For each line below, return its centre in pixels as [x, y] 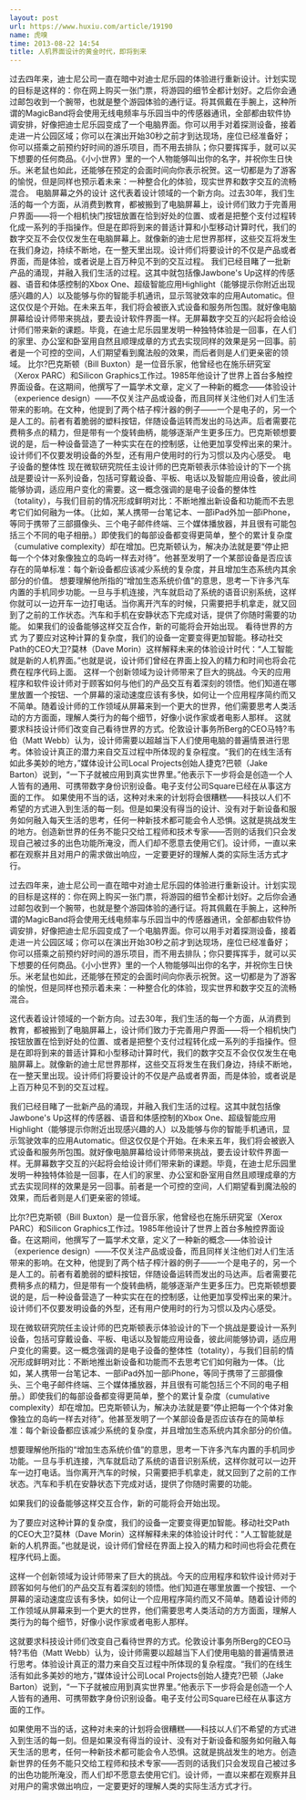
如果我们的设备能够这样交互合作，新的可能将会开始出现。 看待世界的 [156, 627]
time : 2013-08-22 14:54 [55, 43]
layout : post [34, 18]
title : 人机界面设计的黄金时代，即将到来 [78, 52]
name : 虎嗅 [29, 35]
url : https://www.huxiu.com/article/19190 [91, 26]
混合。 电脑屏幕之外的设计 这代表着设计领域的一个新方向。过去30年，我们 [148, 193]
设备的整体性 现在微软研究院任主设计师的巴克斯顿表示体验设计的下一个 [150, 467]
